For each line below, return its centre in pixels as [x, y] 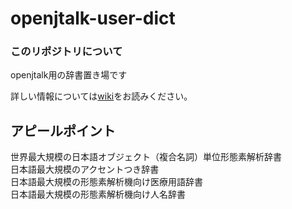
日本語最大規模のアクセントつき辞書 [85, 169]
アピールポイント [63, 130]
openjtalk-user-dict [93, 18]
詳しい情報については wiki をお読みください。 [101, 96]
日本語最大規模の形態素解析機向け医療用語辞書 [106, 182]
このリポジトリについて [66, 52]
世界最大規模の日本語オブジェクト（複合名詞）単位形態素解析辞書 [146, 157]
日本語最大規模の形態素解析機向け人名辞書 [98, 194]
